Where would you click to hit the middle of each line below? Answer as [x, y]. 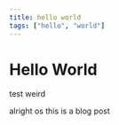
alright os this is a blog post [60, 111]
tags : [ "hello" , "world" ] [57, 26]
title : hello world [45, 17]
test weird [28, 94]
